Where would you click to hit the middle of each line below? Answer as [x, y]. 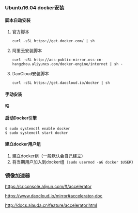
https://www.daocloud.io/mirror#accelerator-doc [54, 196]
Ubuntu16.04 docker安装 [35, 7]
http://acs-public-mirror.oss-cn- [69, 60]
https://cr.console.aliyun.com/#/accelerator [48, 187]
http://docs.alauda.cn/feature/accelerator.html [51, 205]
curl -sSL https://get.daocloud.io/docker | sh [61, 83]
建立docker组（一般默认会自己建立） [49, 156]
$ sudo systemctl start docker [37, 133]
